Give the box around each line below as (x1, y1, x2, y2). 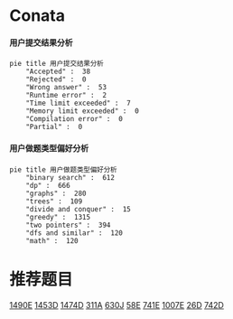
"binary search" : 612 (25, 173, 116, 182)
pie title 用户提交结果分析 (9, 60, 104, 69)
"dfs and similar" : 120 (25, 228, 124, 238)
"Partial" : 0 (25, 123, 83, 132)
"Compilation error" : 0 (25, 115, 124, 124)
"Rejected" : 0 (25, 75, 88, 84)
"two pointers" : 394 (25, 220, 111, 230)
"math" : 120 (25, 236, 79, 245)
